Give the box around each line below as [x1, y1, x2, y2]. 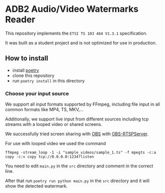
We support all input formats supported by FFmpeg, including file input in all [5, 101, 160, 107]
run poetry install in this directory [12, 77, 85, 83]
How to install [5, 54, 49, 63]
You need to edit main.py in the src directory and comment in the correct [5, 163, 154, 169]
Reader [5, 14, 36, 25]
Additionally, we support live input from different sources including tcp [5, 116, 149, 122]
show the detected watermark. [5, 183, 68, 189]
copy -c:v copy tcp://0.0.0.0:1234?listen [5, 154, 94, 159]
